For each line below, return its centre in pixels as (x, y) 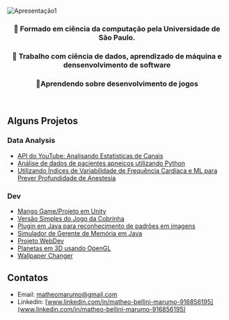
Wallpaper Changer (45, 256)
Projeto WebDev (41, 241)
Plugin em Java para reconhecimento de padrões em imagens (106, 226)
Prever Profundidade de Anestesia (66, 178)
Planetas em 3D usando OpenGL (64, 248)
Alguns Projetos (43, 121)
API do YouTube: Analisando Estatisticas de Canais (90, 155)
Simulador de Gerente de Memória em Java (80, 234)
